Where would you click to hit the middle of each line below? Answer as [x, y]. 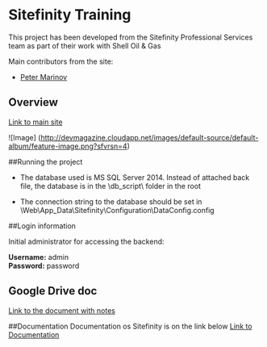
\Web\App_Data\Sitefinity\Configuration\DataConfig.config [117, 210]
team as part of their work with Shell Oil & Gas [85, 45]
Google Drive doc [53, 291]
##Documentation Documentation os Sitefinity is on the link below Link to [130, 326]
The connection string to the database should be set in [111, 201]
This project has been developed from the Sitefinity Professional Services [131, 37]
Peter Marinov [44, 77]
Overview [33, 102]
